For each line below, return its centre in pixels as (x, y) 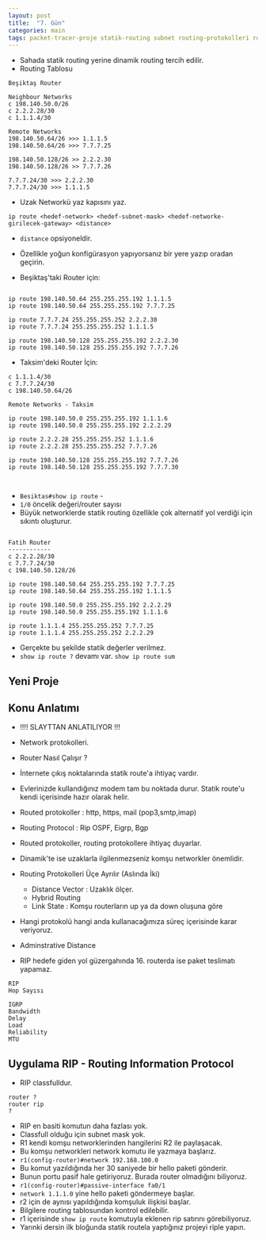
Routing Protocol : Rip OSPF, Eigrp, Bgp (84, 828)
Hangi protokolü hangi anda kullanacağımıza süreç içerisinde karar (128, 922)
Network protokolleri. (54, 742)
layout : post (30, 15)
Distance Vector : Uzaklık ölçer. (82, 889)
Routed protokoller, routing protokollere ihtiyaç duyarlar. (110, 843)
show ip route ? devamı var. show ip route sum (97, 657)
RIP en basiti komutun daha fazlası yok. (84, 1126)
